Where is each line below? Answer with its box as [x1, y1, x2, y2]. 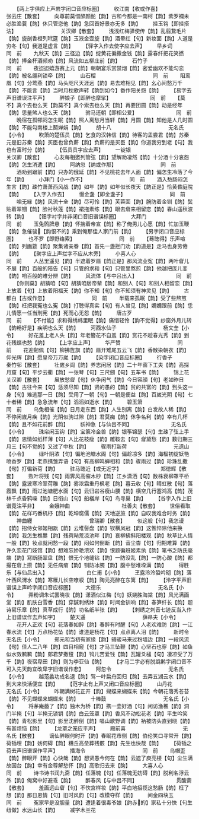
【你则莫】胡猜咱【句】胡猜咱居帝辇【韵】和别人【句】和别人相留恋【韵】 [16, 280, 193, 287]
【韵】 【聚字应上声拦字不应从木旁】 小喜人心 [6, 250, 136, 257]
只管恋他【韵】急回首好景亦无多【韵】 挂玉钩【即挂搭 [47, 20, 190, 27]
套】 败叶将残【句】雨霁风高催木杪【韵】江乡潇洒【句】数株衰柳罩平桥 [6, 472, 190, 480]
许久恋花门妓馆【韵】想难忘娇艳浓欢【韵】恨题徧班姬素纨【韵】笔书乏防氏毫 [6, 547, 193, 554]
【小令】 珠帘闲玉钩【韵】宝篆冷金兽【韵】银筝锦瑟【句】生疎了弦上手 [6, 428, 190, 435]
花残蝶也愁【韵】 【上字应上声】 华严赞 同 [6, 339, 183, 346]
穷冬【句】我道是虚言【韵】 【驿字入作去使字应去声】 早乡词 [6, 42, 173, 49]
